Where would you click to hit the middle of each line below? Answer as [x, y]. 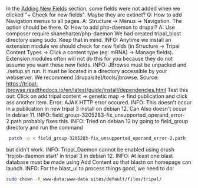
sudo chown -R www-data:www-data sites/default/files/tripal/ [84, 179]
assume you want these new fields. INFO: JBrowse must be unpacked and [96, 65]
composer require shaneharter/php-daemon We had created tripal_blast [94, 34]
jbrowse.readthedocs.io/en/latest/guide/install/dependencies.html [86, 90]
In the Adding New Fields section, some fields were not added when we [93, 9]
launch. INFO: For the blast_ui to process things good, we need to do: [90, 168]
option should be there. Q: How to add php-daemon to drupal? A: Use [90, 27]
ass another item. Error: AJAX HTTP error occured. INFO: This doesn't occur [99, 102]
